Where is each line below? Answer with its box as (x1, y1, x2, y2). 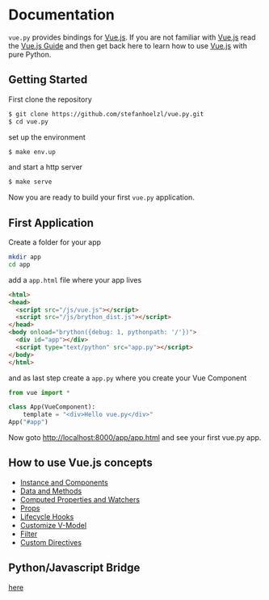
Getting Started (8, 73, 88, 86)
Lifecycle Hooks (19, 511, 74, 522)
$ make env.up (8, 148, 57, 156)
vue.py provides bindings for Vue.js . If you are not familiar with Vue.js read (8, 32, 256, 42)
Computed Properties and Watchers (19, 494, 140, 504)
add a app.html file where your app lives (8, 275, 142, 284)
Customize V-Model (19, 520, 87, 530)
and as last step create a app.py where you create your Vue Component (8, 373, 247, 383)
